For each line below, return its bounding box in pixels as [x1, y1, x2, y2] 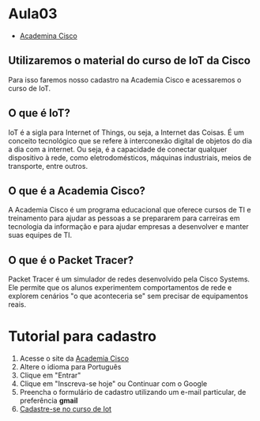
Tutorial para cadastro [8, 327, 156, 346]
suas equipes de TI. [8, 231, 73, 240]
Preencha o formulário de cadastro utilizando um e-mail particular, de [19, 388, 247, 397]
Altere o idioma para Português [19, 362, 122, 372]
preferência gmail [19, 396, 78, 405]
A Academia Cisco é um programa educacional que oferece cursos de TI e [8, 205, 251, 215]
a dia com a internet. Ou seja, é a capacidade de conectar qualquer [8, 144, 228, 154]
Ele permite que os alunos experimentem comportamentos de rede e [8, 283, 232, 293]
